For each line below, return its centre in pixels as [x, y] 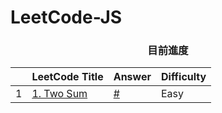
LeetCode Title [67, 77]
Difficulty [183, 77]
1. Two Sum [59, 94]
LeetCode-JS [66, 17]
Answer [132, 77]
